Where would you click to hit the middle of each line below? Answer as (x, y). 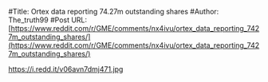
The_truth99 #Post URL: (48, 20)
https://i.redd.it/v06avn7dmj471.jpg (66, 69)
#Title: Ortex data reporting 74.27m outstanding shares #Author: (114, 12)
